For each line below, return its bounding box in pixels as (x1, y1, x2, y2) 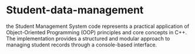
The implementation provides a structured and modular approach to (6, 35, 170, 42)
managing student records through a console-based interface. (6, 41, 157, 48)
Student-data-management (6, 3, 144, 17)
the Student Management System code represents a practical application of (6, 23, 190, 30)
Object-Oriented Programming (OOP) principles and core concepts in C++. (6, 28, 187, 35)
